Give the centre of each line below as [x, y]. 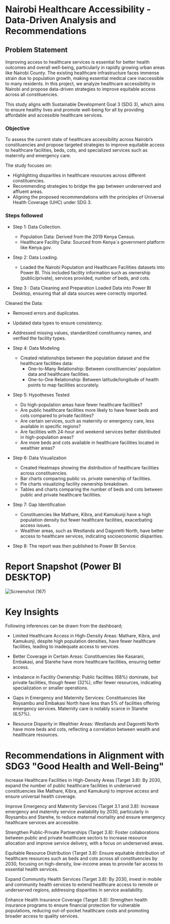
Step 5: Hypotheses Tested [41, 395]
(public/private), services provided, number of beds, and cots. [85, 278]
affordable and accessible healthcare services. [54, 115]
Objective [18, 128]
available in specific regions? [50, 426]
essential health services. [32, 870]
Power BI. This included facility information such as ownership [85, 272]
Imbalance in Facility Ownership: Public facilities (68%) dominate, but [85, 677]
